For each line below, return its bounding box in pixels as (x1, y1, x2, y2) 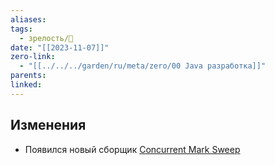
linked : (10, 80, 43, 90)
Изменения (10, 117, 87, 134)
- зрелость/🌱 (19, 33, 74, 43)
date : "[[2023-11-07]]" (10, 42, 110, 53)
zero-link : (10, 52, 56, 62)
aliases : (10, 14, 47, 25)
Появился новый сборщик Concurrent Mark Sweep (24, 143, 241, 155)
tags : (10, 24, 33, 34)
